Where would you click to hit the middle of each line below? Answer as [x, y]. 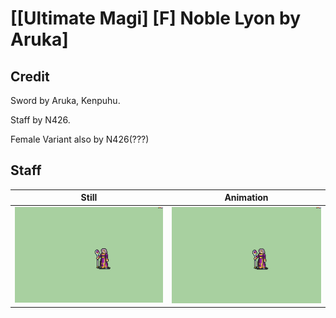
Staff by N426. [40, 120]
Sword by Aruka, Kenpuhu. [65, 100]
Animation [246, 198]
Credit [30, 76]
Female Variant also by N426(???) [80, 139]
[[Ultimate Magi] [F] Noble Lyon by [156, 18]
